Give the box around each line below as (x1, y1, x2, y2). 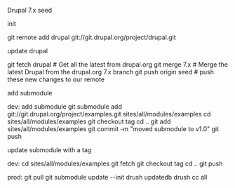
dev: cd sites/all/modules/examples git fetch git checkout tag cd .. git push (7, 159, 223, 168)
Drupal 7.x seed (7, 6, 53, 14)
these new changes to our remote (7, 75, 105, 83)
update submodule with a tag (7, 146, 92, 154)
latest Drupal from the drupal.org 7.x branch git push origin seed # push (7, 68, 215, 76)
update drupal (7, 47, 48, 55)
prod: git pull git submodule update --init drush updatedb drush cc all (7, 173, 208, 181)
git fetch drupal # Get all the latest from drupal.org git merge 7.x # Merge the (7, 60, 229, 69)
